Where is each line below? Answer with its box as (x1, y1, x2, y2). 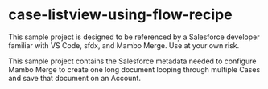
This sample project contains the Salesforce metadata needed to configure (8, 56, 257, 66)
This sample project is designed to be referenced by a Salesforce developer (8, 32, 260, 42)
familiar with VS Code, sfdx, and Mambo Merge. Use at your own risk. (8, 40, 240, 50)
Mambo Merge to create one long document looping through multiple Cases (8, 64, 261, 74)
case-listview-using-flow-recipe (8, 6, 233, 24)
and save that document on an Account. (8, 73, 141, 83)
